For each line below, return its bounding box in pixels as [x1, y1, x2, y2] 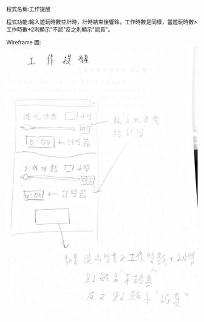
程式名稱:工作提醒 [6, 5, 51, 12]
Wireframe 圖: [6, 39, 41, 46]
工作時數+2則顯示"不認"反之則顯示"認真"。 [6, 26, 114, 33]
